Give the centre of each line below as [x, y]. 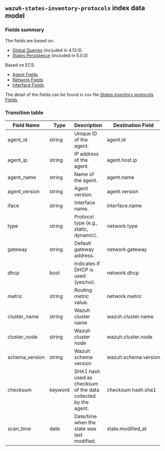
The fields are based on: [30, 40]
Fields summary [25, 30]
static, [81, 229]
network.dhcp [123, 273]
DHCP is [84, 270]
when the [85, 422]
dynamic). [86, 235]
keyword [59, 390]
